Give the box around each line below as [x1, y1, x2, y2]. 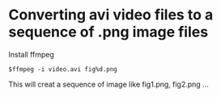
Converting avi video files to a [8, 6, 214, 24]
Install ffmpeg [8, 49, 55, 59]
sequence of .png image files [8, 23, 209, 41]
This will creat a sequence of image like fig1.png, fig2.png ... [8, 79, 209, 89]
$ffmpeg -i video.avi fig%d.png [8, 65, 117, 74]
